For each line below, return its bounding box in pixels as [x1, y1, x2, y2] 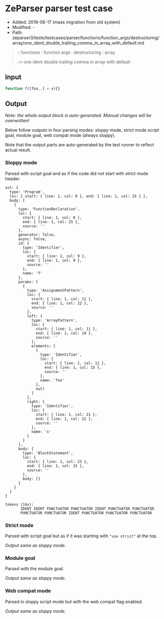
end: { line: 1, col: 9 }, [26, 258, 82, 263]
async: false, [18, 236, 47, 241]
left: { [26, 314, 43, 319]
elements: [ [31, 344, 56, 348]
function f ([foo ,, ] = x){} [5, 86, 60, 91]
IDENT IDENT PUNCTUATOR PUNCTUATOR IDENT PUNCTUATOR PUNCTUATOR [20, 506, 154, 511]
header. [5, 176, 21, 182]
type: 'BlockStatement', [23, 451, 73, 456]
